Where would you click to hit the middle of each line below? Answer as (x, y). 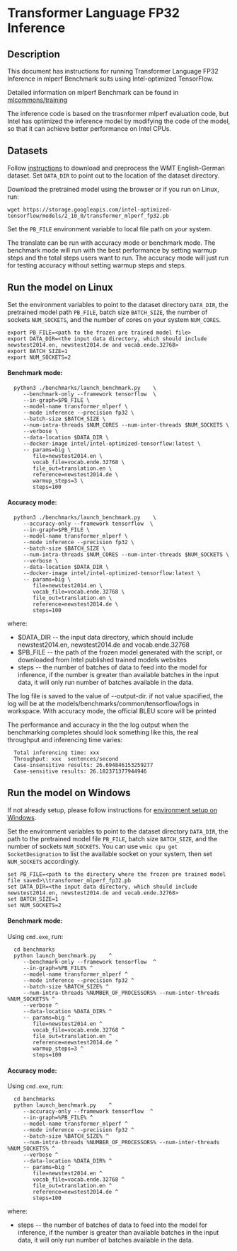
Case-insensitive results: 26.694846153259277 (83, 766)
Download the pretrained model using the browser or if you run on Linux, (113, 189)
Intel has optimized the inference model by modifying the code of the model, (119, 121)
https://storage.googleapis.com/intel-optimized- (98, 209)
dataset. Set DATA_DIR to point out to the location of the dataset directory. (114, 175)
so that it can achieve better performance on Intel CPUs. (89, 128)
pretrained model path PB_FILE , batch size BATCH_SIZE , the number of (108, 312)
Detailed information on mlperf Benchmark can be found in (93, 92)
